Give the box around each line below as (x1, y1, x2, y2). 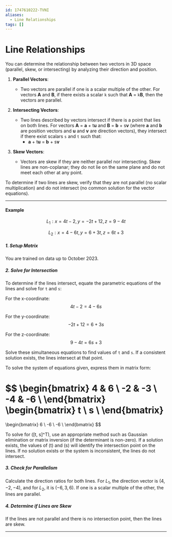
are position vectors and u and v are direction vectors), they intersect (20, 128, 167, 134)
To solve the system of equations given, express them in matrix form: (5, 365, 151, 371)
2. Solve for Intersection (5, 267, 58, 273)
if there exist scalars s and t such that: (20, 133, 102, 140)
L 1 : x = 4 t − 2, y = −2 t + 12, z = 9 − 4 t (46, 218, 126, 226)
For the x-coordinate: (5, 295, 50, 302)
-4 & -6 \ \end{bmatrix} (5, 393, 106, 405)
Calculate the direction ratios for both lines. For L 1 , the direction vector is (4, (5, 478, 165, 485)
